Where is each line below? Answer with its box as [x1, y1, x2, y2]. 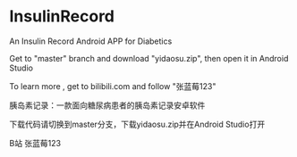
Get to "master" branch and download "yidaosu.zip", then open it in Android [9, 53, 289, 63]
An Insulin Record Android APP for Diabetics [9, 36, 173, 46]
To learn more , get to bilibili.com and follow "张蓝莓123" [9, 80, 216, 91]
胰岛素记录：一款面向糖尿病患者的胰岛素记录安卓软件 [9, 100, 206, 111]
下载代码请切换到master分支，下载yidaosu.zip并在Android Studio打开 [9, 119, 266, 129]
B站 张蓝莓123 [9, 137, 61, 148]
